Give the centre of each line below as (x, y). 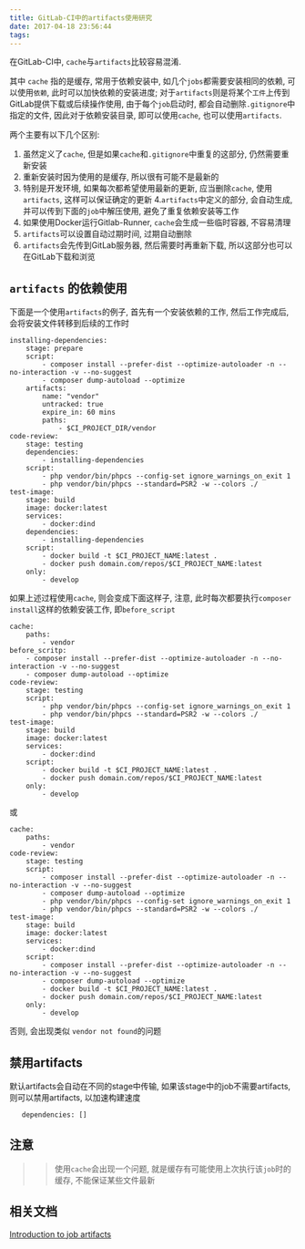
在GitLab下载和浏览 (59, 257)
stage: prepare (55, 349)
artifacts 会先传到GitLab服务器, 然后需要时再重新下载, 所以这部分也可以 (158, 245)
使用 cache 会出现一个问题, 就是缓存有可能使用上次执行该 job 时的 (173, 1169)
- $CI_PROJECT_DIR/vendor (107, 428)
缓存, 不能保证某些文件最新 (105, 1180)
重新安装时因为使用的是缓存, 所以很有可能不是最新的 (121, 177)
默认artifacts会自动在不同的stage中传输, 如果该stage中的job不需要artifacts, (150, 1086)
